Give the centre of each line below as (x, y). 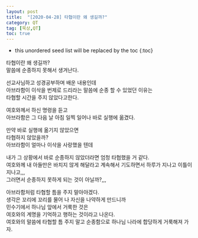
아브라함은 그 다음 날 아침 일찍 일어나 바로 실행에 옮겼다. (71, 118)
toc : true (18, 34)
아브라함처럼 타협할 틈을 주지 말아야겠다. (53, 192)
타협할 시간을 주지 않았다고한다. (43, 98)
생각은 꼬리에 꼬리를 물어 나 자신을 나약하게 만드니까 (66, 200)
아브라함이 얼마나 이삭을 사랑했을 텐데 (50, 145)
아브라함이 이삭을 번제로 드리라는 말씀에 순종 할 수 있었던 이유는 (79, 90)
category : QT (22, 22)
